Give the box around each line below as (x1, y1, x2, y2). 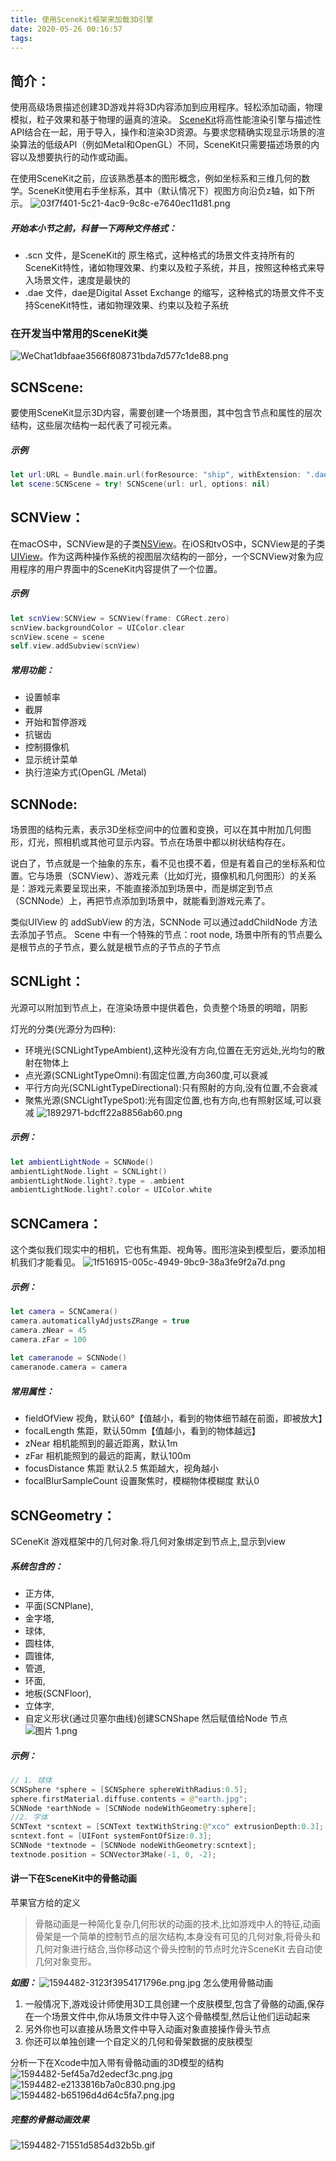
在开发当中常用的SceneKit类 (10, 327, 148, 341)
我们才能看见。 (18, 1256, 81, 1268)
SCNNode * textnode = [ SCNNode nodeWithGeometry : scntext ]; (10, 1841, 257, 1851)
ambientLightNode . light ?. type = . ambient (10, 1176, 186, 1186)
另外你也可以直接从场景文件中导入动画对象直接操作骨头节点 (24, 2023, 271, 2035)
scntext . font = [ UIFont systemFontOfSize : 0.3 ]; (10, 1831, 213, 1841)
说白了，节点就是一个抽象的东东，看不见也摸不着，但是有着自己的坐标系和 (10, 857, 317, 870)
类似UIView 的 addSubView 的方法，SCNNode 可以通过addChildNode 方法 (10, 916, 318, 928)
